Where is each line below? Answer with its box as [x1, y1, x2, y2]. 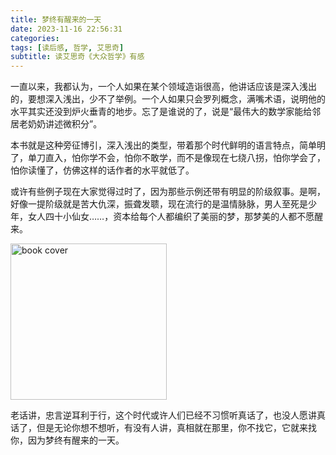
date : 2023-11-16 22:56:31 [10, 24, 123, 34]
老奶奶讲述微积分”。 [18, 118, 103, 130]
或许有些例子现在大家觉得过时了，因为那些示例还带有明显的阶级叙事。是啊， [10, 186, 326, 198]
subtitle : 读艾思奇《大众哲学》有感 [10, 52, 145, 62]
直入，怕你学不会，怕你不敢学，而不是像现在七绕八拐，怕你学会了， [44, 152, 326, 164]
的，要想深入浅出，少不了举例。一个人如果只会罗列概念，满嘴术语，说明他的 [10, 93, 326, 105]
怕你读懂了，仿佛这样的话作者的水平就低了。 [10, 164, 195, 176]
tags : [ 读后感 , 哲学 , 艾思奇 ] [10, 42, 125, 53]
